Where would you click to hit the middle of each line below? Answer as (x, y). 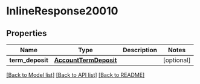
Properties (27, 33)
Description (140, 50)
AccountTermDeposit (85, 60)
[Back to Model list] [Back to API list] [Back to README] (76, 75)
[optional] (177, 60)
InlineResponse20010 (62, 11)
